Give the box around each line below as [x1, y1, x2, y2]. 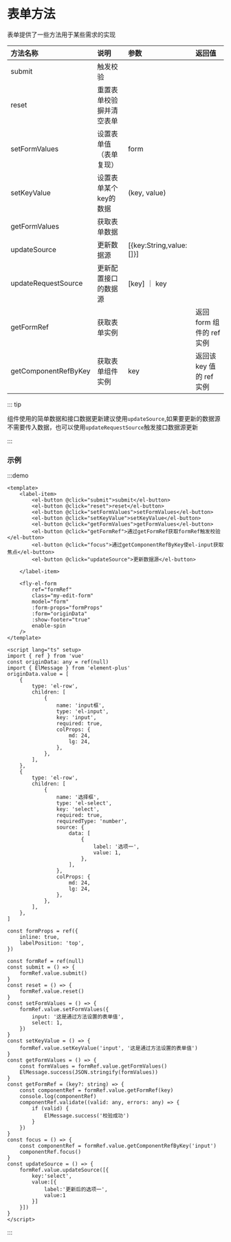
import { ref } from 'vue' [7, 652, 85, 660]
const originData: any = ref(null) [7, 659, 109, 665]
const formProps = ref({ [7, 928, 78, 935]
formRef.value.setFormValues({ [19, 1006, 109, 1013]
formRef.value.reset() [19, 988, 85, 995]
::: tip [7, 400, 22, 408]
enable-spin [32, 623, 67, 630]
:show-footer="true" [32, 617, 91, 623]
